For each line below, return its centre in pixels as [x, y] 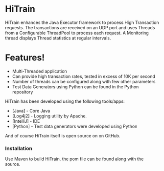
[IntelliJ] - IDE [26, 121]
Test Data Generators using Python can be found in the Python [75, 87]
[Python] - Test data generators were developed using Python [75, 126]
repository [23, 92]
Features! [25, 58]
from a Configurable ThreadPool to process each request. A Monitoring [77, 33]
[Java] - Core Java [31, 111]
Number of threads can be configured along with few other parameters [84, 81]
